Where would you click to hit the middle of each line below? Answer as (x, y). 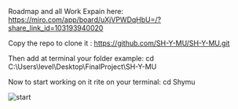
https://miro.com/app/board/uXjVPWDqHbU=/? (85, 20)
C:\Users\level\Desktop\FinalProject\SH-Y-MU (82, 67)
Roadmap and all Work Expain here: (66, 11)
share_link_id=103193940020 (56, 28)
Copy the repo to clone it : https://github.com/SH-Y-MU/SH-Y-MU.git (119, 43)
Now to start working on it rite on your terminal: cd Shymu (102, 82)
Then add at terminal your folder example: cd (81, 58)
